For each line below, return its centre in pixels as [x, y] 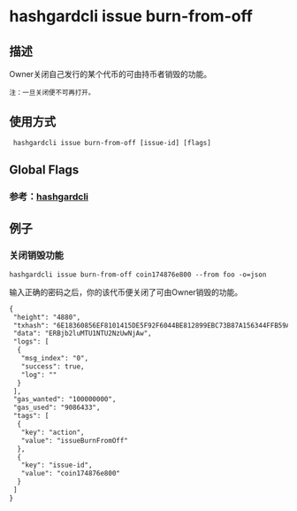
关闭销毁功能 [37, 256]
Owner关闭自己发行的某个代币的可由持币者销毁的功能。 [110, 74]
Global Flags [44, 170]
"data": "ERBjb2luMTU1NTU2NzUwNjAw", [82, 334]
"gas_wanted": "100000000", [65, 399]
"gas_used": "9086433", [57, 408]
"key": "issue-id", [57, 465]
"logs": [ [31, 342]
